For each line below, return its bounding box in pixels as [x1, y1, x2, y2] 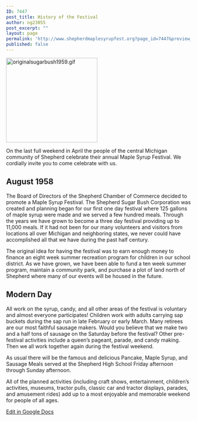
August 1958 [6, 177, 54, 187]
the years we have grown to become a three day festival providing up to [6, 217, 180, 224]
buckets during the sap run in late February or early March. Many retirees [6, 318, 184, 325]
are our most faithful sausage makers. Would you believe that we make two [6, 324, 188, 331]
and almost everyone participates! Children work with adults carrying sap [6, 311, 184, 318]
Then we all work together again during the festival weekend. [6, 342, 154, 350]
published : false [6, 42, 49, 48]
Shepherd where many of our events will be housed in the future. [6, 272, 163, 279]
